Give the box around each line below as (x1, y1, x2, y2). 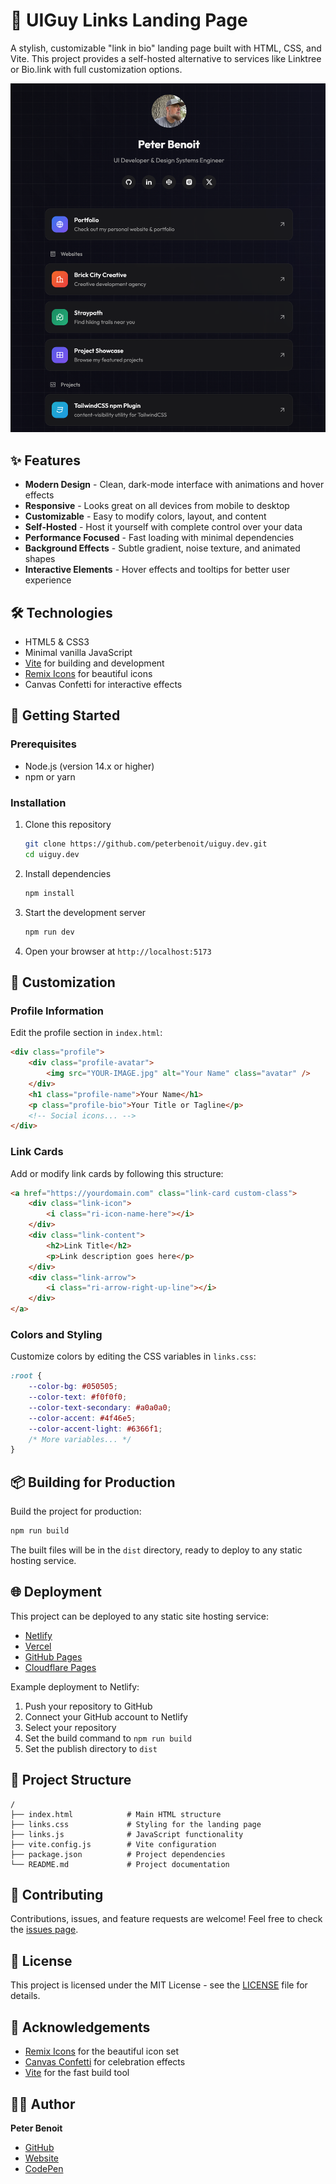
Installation (10, 795, 67, 809)
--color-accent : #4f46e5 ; (28, 1413, 137, 1423)
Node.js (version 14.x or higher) (24, 760, 155, 772)
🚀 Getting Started (10, 707, 121, 724)
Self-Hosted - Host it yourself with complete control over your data (24, 521, 303, 533)
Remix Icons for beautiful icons (24, 668, 153, 680)
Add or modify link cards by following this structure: (10, 1167, 224, 1179)
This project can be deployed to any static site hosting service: (10, 1610, 270, 1622)
